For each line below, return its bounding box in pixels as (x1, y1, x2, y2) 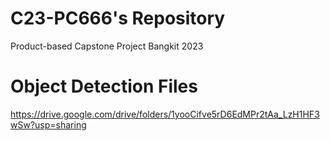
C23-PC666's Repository (10, 7, 226, 30)
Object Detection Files (10, 75, 198, 98)
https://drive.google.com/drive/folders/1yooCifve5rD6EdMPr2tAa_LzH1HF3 (10, 108, 320, 120)
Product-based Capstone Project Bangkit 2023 (10, 40, 204, 52)
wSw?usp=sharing (10, 118, 87, 131)
